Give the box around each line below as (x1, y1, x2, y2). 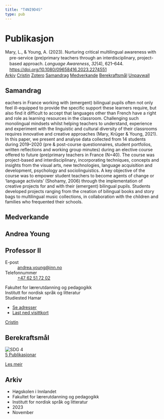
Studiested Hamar (5, 295, 42, 301)
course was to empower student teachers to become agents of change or (5, 172, 155, 178)
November (12, 410, 34, 416)
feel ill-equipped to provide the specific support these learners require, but (5, 105, 157, 111)
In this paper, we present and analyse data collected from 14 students (5, 136, 146, 142)
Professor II (5, 246, 41, 254)
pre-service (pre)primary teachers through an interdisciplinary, (9, 55, 137, 61)
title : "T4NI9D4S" (5, 7, 43, 12)
